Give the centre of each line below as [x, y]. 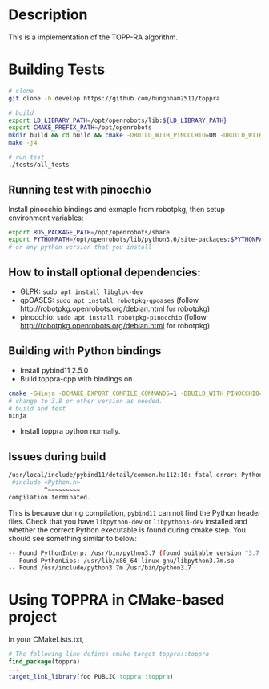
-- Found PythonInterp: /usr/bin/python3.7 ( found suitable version [125, 553]
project [33, 617]
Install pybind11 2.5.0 [54, 370]
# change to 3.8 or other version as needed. [85, 401]
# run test [26, 157]
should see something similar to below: [73, 538]
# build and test [37, 408]
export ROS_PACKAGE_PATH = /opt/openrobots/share [89, 232]
